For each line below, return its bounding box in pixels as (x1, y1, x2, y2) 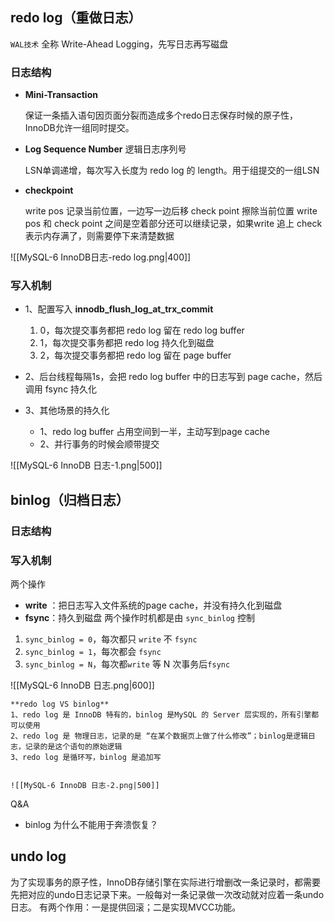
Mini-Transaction (24, 89, 98, 101)
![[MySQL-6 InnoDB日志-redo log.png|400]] (10, 251, 192, 263)
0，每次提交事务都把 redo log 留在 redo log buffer (39, 324, 245, 337)
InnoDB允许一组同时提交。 (24, 122, 135, 134)
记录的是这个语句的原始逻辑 (24, 742, 123, 752)
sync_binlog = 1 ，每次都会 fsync (24, 646, 162, 658)
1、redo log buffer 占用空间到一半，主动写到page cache (39, 426, 271, 438)
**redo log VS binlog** (10, 699, 110, 710)
